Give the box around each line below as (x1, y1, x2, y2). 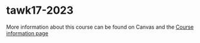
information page (6, 29, 49, 36)
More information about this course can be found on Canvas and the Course (6, 23, 194, 30)
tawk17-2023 (6, 4, 73, 17)
